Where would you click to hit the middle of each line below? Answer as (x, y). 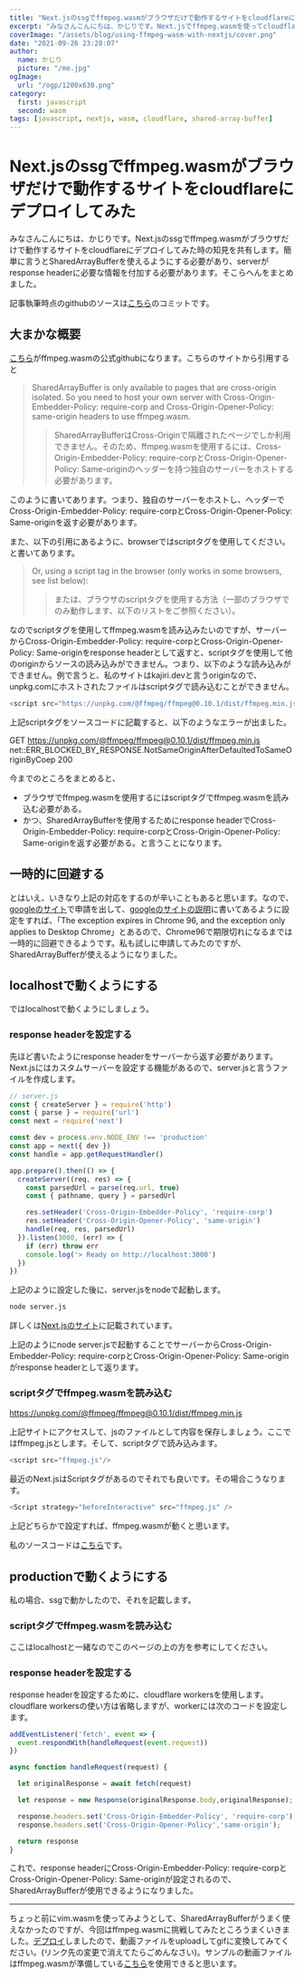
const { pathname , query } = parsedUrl (101, 1196)
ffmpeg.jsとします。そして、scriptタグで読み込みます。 (119, 1443)
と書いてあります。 (44, 553)
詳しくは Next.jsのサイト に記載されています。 (93, 1326)
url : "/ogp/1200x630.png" (66, 85)
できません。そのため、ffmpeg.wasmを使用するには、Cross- (168, 446)
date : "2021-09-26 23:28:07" (64, 43)
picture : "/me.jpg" (54, 69)
